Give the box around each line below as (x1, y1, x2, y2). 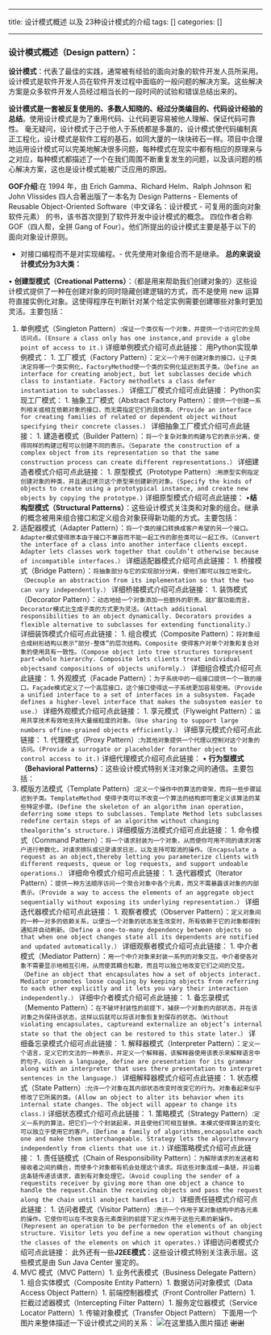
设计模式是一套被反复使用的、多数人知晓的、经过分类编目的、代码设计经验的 (8, 104, 263, 114)
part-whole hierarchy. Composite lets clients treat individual (19, 655, 241, 663)
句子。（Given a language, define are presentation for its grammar (26, 1058, 254, 1066)
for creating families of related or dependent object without (19, 413, 238, 421)
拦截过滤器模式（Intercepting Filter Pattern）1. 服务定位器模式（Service (19, 1298, 258, 1308)
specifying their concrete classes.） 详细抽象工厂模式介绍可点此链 (19, 421, 251, 431)
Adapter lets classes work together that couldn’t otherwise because (19, 548, 260, 556)
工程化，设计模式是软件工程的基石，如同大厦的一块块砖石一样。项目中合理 (15, 134, 263, 144)
